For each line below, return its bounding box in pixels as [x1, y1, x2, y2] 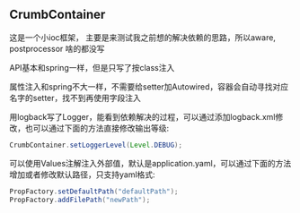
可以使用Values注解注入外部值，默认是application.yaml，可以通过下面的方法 [9, 158, 292, 168]
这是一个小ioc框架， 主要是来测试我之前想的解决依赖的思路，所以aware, [9, 31, 277, 43]
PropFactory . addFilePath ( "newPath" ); [9, 195, 151, 204]
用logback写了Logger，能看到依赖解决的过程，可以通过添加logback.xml [9, 111, 276, 122]
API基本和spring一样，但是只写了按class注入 [9, 62, 175, 72]
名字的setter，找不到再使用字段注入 [9, 92, 142, 103]
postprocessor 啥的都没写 [9, 43, 105, 54]
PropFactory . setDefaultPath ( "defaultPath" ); [9, 187, 179, 196]
